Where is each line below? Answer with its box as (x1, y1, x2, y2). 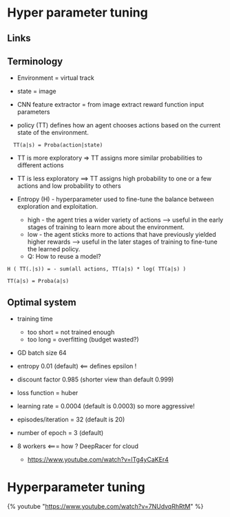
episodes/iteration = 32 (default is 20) (17, 415, 125, 424)
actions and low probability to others (17, 182, 122, 190)
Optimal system (7, 296, 77, 308)
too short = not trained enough (27, 328, 115, 337)
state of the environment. (17, 129, 90, 137)
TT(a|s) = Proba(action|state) (13, 142, 103, 149)
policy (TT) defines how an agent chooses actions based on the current (17, 121, 221, 129)
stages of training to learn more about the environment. (27, 223, 185, 231)
